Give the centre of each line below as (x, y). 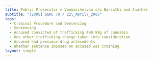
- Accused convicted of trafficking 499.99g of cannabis (69, 32)
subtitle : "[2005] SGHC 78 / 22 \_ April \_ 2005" (53, 14)
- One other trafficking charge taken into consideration (70, 37)
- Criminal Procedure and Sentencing (48, 23)
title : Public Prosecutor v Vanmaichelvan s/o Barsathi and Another (76, 10)
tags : (11, 19)
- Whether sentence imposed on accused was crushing (64, 46)
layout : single (21, 51)
